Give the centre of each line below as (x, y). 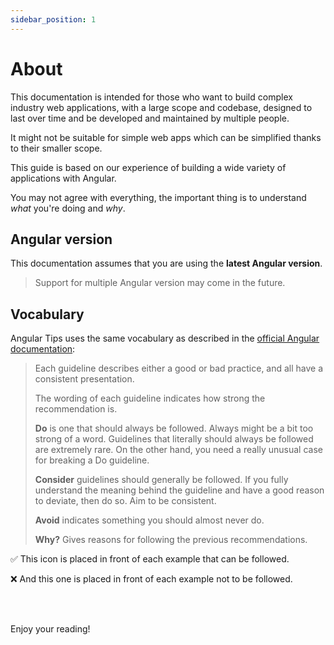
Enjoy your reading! (50, 629)
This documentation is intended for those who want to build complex (151, 97)
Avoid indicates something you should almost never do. (149, 520)
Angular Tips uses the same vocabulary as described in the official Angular (165, 338)
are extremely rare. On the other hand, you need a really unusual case (178, 450)
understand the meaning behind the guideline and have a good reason (179, 490)
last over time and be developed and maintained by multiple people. (150, 118)
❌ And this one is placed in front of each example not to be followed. (151, 579)
